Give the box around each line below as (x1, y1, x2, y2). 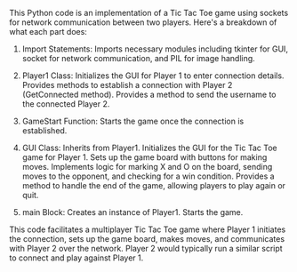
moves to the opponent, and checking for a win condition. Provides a (21, 171, 275, 181)
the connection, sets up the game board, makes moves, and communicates (9, 234, 285, 244)
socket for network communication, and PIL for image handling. (21, 53, 255, 63)
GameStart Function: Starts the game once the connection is (21, 116, 245, 126)
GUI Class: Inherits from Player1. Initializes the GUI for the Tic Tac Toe (21, 142, 277, 153)
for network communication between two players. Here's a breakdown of (9, 17, 277, 28)
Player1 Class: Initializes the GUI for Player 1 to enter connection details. (21, 70, 285, 81)
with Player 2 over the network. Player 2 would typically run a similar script (9, 244, 283, 253)
